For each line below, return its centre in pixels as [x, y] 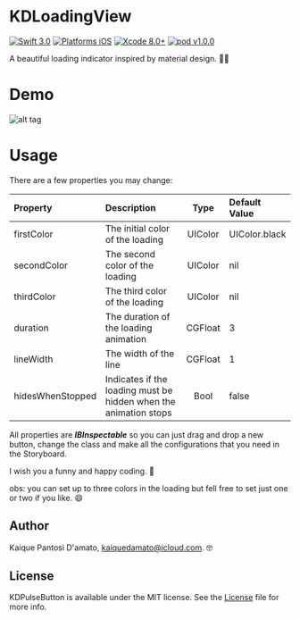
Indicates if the [137, 379]
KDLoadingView [71, 17]
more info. [28, 607]
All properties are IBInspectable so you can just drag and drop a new [137, 434]
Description [131, 207]
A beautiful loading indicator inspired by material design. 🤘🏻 [119, 58]
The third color [137, 290]
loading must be [139, 390]
